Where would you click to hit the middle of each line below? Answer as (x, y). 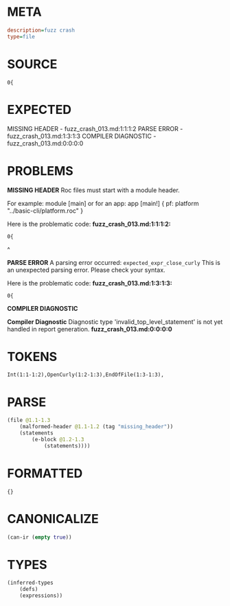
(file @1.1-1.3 (29, 420)
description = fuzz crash (41, 30)
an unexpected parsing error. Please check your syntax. (87, 270)
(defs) (29, 590)
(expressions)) (41, 596)
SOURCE (32, 64)
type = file (21, 36)
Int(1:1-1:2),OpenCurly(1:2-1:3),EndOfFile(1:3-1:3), (86, 375)
